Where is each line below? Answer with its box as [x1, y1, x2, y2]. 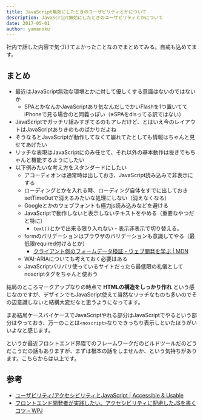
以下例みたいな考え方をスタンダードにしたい [15, 164, 127, 171]
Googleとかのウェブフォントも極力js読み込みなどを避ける [24, 202, 168, 209]
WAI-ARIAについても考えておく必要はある [24, 255, 128, 262]
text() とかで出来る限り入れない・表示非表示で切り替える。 [33, 225, 182, 232]
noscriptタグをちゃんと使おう [24, 270, 98, 278]
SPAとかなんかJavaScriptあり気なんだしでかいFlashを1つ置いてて [24, 103, 188, 110]
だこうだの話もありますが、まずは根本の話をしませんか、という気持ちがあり [6, 348, 198, 355]
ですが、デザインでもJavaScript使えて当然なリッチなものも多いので [22, 291, 192, 298]
